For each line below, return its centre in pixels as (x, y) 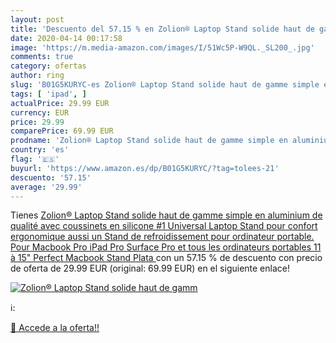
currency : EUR (40, 112)
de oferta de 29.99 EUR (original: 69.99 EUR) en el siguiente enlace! (150, 268)
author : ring (37, 76)
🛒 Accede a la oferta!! (55, 328)
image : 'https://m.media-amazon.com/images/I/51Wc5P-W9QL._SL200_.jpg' (162, 47)
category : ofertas (48, 66)
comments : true (42, 57)
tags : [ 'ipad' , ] (48, 94)
